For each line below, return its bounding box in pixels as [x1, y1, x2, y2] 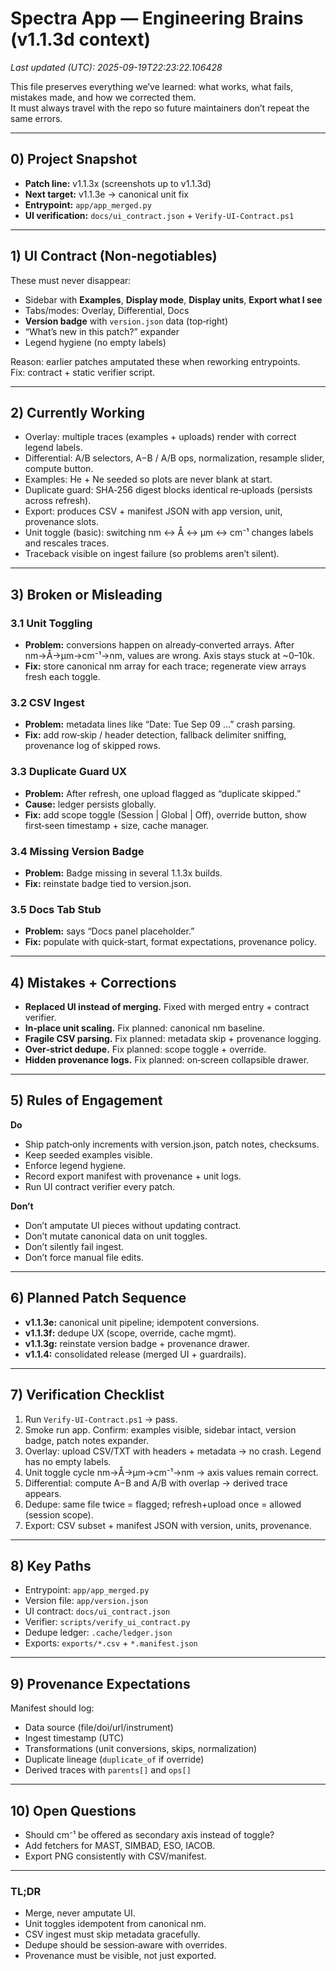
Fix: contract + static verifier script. [10, 366, 156, 378]
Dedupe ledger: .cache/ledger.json [24, 1627, 173, 1639]
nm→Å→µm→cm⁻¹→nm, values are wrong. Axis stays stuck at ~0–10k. [24, 650, 315, 662]
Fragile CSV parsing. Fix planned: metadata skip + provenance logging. [24, 1033, 322, 1045]
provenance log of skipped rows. [24, 740, 161, 752]
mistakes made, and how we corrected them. [10, 91, 197, 103]
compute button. [24, 463, 94, 475]
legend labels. [24, 442, 83, 454]
